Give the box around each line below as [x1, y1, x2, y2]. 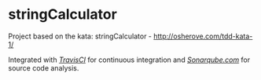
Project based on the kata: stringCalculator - [8, 31, 152, 41]
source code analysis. [8, 63, 79, 72]
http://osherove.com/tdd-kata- [153, 31, 253, 41]
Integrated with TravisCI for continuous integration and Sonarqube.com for [8, 55, 251, 64]
